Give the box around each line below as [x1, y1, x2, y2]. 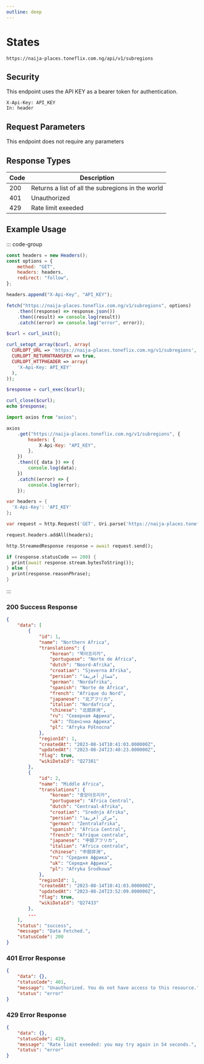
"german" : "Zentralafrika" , [49, 820, 121, 826]
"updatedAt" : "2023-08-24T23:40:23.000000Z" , [38, 747, 156, 753]
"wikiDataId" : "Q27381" [38, 758, 99, 765]
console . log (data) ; [28, 465, 78, 471]
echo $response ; [6, 403, 47, 410]
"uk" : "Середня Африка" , [49, 860, 113, 866]
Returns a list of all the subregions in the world [31, 184, 163, 192]
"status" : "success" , [17, 923, 72, 929]
